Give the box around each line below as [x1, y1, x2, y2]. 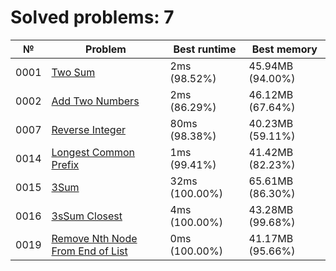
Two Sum [51, 65, 96, 79]
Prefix [51, 157, 80, 171]
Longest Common [51, 145, 136, 159]
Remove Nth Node [51, 231, 138, 245]
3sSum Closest [51, 209, 123, 223]
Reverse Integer [51, 122, 126, 136]
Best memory [251, 42, 318, 56]
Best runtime [173, 42, 237, 56]
